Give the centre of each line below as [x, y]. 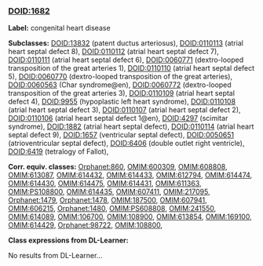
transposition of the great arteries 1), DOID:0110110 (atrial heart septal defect [131, 68]
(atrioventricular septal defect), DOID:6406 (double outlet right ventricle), [126, 144]
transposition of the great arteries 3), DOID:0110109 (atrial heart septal [122, 93]
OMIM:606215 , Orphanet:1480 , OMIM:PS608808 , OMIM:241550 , [112, 209]
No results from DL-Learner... [55, 256]
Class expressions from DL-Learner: [68, 240]
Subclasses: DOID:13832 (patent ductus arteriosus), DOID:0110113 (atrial [126, 43]
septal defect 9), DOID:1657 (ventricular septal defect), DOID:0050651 [121, 135]
